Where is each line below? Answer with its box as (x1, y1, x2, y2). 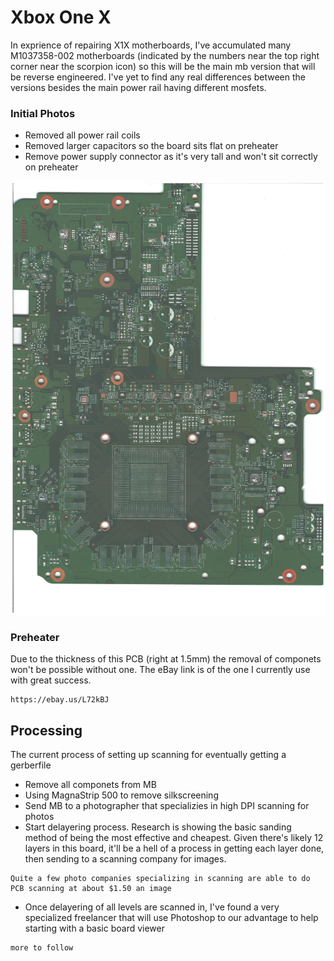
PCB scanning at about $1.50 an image (10, 884, 172, 894)
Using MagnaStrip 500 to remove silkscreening (24, 789, 219, 801)
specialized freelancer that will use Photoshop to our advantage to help (24, 912, 319, 924)
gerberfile (10, 759, 52, 771)
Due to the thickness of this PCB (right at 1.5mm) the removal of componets (10, 653, 322, 665)
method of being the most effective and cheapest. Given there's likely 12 (24, 832, 324, 844)
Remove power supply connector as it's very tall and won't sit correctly (24, 151, 318, 163)
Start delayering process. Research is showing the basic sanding (24, 821, 292, 833)
